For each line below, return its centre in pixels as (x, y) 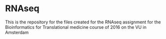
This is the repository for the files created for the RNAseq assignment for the (83, 22)
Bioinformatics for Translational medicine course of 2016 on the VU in (76, 27)
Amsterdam (17, 32)
